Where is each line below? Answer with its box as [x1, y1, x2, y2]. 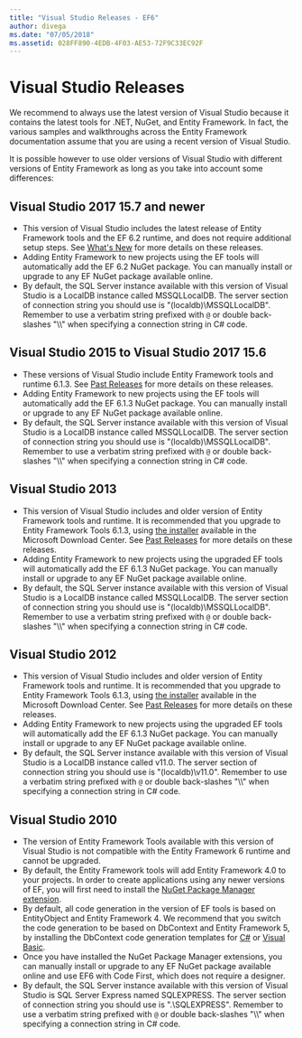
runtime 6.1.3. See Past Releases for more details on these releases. [22, 379, 274, 389]
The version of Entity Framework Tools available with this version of [22, 837, 275, 847]
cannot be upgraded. [22, 856, 101, 866]
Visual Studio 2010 [9, 812, 117, 828]
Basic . [22, 941, 46, 953]
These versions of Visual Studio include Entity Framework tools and [22, 369, 273, 379]
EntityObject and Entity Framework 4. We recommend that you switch [22, 913, 281, 924]
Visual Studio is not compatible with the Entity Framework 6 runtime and [22, 846, 291, 856]
